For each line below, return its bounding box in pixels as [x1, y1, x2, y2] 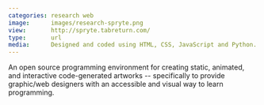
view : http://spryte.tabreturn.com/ [8, 26, 151, 34]
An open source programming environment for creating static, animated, [8, 62, 245, 72]
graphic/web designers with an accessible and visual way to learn [8, 80, 224, 89]
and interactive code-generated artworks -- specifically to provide [8, 71, 225, 81]
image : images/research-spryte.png [8, 19, 144, 27]
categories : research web [8, 11, 94, 20]
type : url [8, 33, 62, 42]
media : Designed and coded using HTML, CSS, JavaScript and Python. [8, 41, 258, 49]
